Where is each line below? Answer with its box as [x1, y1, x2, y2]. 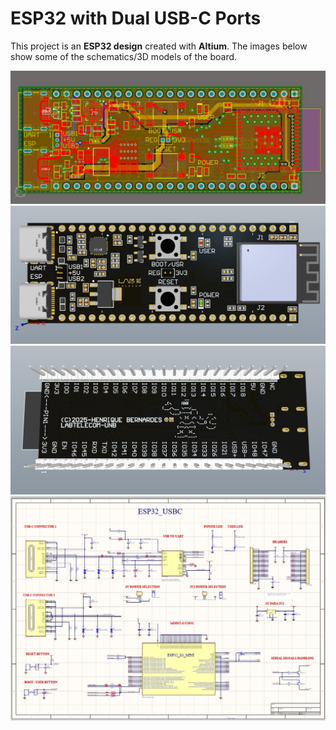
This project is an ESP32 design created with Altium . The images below [10, 40, 308, 52]
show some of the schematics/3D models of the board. [10, 50, 238, 62]
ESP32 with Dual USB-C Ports [10, 7, 262, 30]
